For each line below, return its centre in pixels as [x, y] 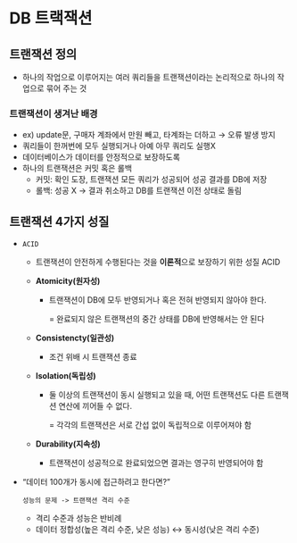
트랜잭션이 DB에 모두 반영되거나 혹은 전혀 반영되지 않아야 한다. [158, 300]
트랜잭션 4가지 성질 [59, 221]
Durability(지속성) [68, 444]
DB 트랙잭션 [51, 18]
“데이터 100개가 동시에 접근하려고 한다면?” [96, 482]
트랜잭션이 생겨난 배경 [54, 113]
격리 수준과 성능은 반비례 [78, 518]
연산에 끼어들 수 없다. [95, 406]
